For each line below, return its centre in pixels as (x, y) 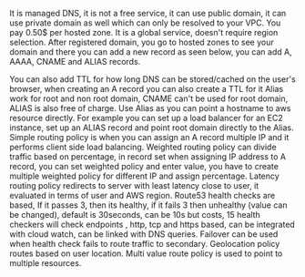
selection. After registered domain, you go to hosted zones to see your (142, 42)
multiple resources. (46, 263)
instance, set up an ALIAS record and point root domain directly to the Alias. (152, 128)
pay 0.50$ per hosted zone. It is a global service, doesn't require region (144, 32)
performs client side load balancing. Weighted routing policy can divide (143, 147)
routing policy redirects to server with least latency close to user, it (134, 185)
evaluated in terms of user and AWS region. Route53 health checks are (142, 195)
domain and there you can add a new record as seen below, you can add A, (151, 52)
